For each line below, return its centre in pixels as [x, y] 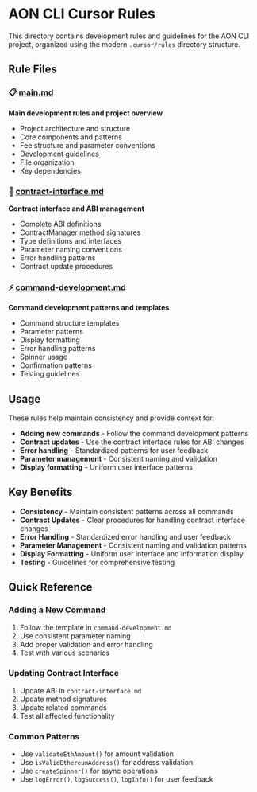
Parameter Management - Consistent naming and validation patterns [133, 545]
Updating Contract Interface [64, 673]
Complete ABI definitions [60, 224]
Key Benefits [40, 492]
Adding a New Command [57, 610]
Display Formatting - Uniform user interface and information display [131, 553]
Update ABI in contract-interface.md [81, 690]
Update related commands [63, 707]
